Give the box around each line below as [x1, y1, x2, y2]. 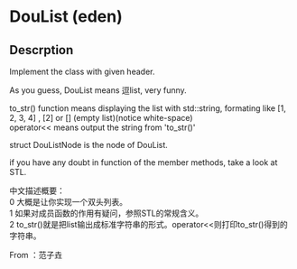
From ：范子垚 [9, 250, 63, 260]
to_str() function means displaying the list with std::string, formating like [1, [9, 103, 286, 114]
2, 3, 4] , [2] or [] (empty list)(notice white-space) [9, 113, 193, 123]
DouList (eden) [9, 6, 124, 27]
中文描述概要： [9, 185, 65, 196]
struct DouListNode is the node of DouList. [9, 140, 169, 150]
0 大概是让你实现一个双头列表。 [9, 197, 128, 207]
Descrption [9, 42, 74, 58]
